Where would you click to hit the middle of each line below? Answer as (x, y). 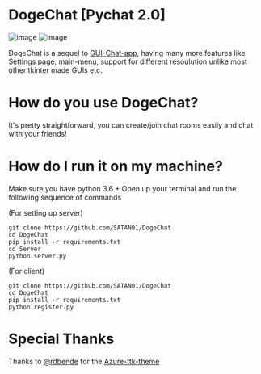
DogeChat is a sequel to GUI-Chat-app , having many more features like (127, 53)
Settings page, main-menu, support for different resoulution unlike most (128, 61)
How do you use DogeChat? (103, 103)
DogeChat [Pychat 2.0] (87, 15)
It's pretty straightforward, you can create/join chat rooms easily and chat (131, 125)
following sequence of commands (65, 197)
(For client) (27, 271)
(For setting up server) (46, 212)
